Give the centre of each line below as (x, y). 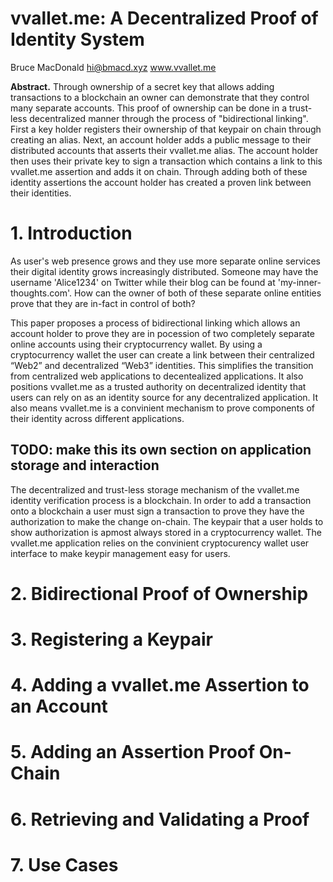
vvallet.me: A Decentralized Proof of (164, 18)
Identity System (77, 39)
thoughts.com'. (41, 293)
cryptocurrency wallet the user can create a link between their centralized (162, 354)
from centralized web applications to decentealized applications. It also (157, 376)
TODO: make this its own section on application (161, 450)
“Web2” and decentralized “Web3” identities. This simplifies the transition (162, 365)
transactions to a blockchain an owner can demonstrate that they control (160, 97)
